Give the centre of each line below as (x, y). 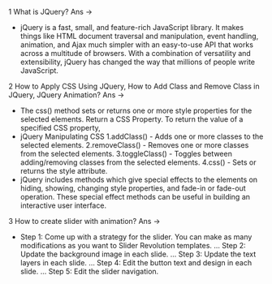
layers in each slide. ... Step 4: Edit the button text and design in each (136, 262)
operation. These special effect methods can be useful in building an (135, 197)
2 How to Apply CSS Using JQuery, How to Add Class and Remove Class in (134, 86)
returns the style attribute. (64, 171)
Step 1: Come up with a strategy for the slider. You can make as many (136, 237)
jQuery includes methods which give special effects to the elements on (139, 179)
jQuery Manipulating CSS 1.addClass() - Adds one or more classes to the (142, 136)
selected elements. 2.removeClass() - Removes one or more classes (134, 145)
